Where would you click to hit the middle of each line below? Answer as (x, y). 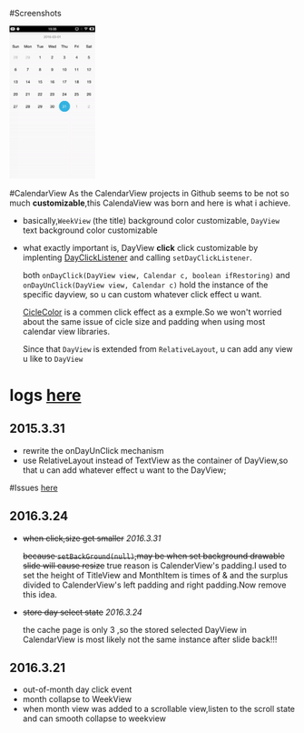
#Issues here (34, 487)
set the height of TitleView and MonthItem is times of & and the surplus (155, 575)
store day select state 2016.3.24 (82, 612)
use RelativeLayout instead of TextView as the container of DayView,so (155, 460)
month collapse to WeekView (77, 699)
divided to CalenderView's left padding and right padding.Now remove (154, 585)
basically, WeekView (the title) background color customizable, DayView (151, 220)
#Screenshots (35, 13)
